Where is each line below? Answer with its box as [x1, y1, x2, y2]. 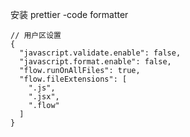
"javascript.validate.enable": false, [19, 48, 182, 58]
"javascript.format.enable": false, [19, 57, 172, 67]
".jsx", [28, 92, 60, 102]
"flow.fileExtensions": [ [19, 74, 128, 84]
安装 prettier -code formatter [10, 9, 129, 20]
